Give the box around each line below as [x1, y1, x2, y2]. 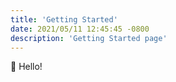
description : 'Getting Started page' [10, 33, 168, 43]
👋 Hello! [10, 61, 43, 73]
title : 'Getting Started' [10, 14, 118, 25]
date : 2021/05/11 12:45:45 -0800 [10, 24, 150, 34]
